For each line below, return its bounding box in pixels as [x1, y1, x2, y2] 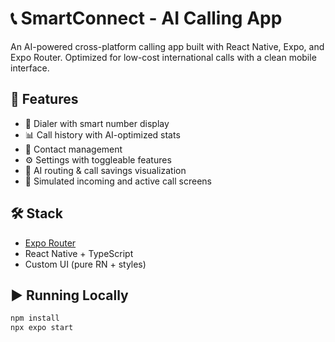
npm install [10, 313, 60, 324]
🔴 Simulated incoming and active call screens [24, 175, 213, 187]
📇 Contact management [24, 143, 123, 155]
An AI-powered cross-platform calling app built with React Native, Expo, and [10, 40, 325, 52]
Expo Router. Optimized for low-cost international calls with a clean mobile [10, 51, 317, 63]
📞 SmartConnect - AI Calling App [10, 7, 283, 30]
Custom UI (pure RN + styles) [24, 258, 147, 270]
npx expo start [10, 323, 74, 333]
